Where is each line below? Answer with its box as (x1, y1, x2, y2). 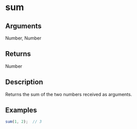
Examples (5, 106, 37, 115)
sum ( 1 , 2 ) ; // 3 (5, 119, 42, 124)
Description (5, 78, 43, 87)
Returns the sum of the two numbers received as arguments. (5, 91, 132, 97)
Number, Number (5, 35, 42, 41)
